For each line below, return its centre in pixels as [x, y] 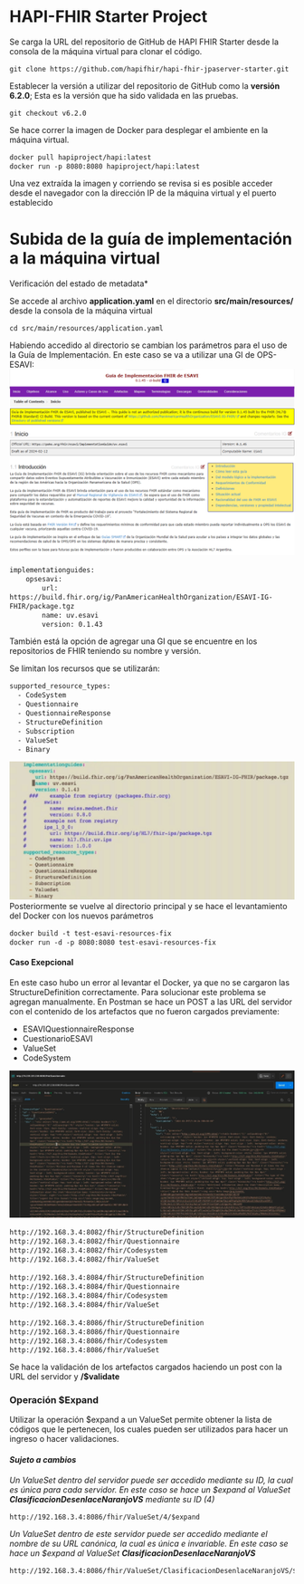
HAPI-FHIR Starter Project [109, 17]
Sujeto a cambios [43, 1460]
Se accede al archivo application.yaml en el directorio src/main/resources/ [152, 301]
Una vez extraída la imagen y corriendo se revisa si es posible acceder [141, 183]
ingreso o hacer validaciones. [64, 1439]
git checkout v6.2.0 [48, 113]
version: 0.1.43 [72, 624]
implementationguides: [52, 570]
